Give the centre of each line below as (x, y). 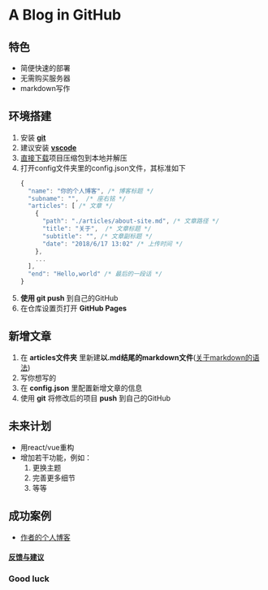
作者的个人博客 (45, 537)
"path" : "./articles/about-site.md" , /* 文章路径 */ (131, 221)
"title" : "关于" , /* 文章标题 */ (97, 229)
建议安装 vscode (48, 147)
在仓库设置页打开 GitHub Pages (73, 308)
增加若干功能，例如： (56, 458)
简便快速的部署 (45, 68)
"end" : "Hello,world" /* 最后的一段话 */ (95, 274)
